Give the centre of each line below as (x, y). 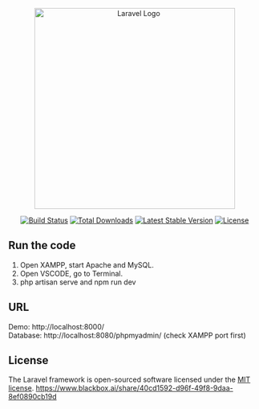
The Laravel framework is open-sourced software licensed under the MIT (129, 380)
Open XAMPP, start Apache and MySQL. (87, 264)
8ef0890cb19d (33, 397)
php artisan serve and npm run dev (78, 282)
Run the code (42, 245)
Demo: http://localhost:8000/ (57, 326)
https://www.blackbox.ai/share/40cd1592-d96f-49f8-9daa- (135, 388)
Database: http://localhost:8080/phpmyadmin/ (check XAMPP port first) (127, 335)
